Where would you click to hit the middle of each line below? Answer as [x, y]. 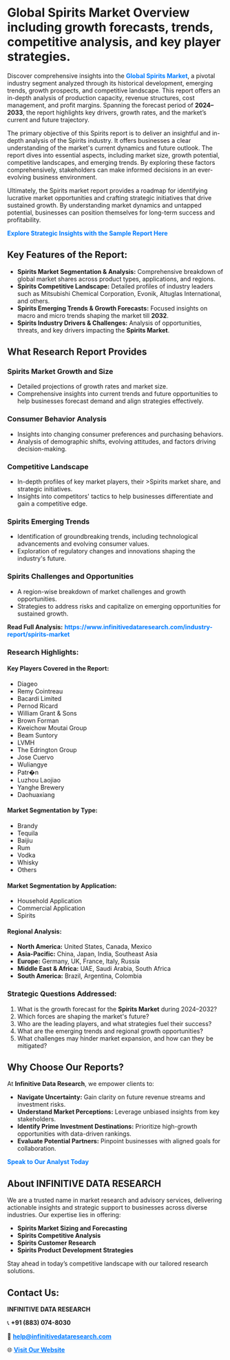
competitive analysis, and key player [114, 42]
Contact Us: [33, 1293]
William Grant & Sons [47, 713]
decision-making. [42, 449]
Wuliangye [32, 765]
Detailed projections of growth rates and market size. [92, 386]
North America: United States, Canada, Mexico [84, 947]
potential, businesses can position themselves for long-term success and [111, 213]
